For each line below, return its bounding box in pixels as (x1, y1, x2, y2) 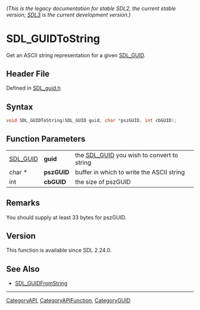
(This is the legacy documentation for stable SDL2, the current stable (6, 5, 176, 12)
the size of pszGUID (75, 177, 131, 186)
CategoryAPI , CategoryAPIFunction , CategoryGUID (6, 297, 131, 304)
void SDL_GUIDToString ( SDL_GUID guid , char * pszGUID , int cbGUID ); (6, 118, 177, 124)
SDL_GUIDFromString (14, 280, 68, 287)
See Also (6, 264, 40, 274)
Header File (6, 68, 50, 79)
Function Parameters (6, 134, 86, 144)
